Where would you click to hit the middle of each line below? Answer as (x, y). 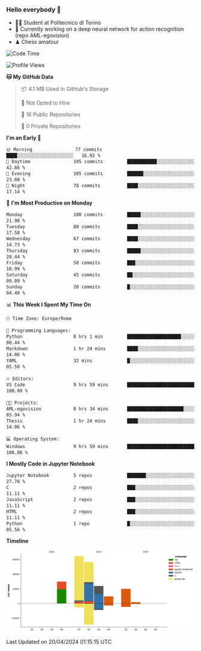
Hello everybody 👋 (34, 10)
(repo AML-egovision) (42, 36)
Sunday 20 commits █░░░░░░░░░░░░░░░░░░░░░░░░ (100, 287)
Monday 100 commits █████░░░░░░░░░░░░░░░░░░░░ (100, 215)
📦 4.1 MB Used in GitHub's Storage (65, 89)
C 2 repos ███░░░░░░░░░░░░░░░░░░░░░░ (100, 488)
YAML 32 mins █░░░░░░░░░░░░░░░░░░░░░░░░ (100, 361)
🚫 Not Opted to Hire (45, 103)
